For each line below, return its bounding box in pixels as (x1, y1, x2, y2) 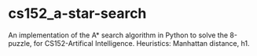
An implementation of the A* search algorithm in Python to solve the (8, 30, 229, 40)
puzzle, (8, 38, 32, 47)
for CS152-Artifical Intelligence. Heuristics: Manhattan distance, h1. (33, 38, 250, 47)
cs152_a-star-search (8, 5, 147, 23)
